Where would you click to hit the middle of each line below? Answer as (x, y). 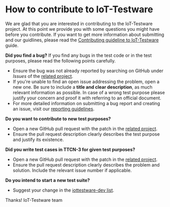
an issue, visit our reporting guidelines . (53, 109)
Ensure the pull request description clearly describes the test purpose (86, 134)
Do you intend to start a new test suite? (48, 180)
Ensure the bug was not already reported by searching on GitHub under (88, 71)
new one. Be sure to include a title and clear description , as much (82, 87)
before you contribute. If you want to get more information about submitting (85, 34)
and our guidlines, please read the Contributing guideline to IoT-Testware (82, 40)
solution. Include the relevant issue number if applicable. (72, 170)
